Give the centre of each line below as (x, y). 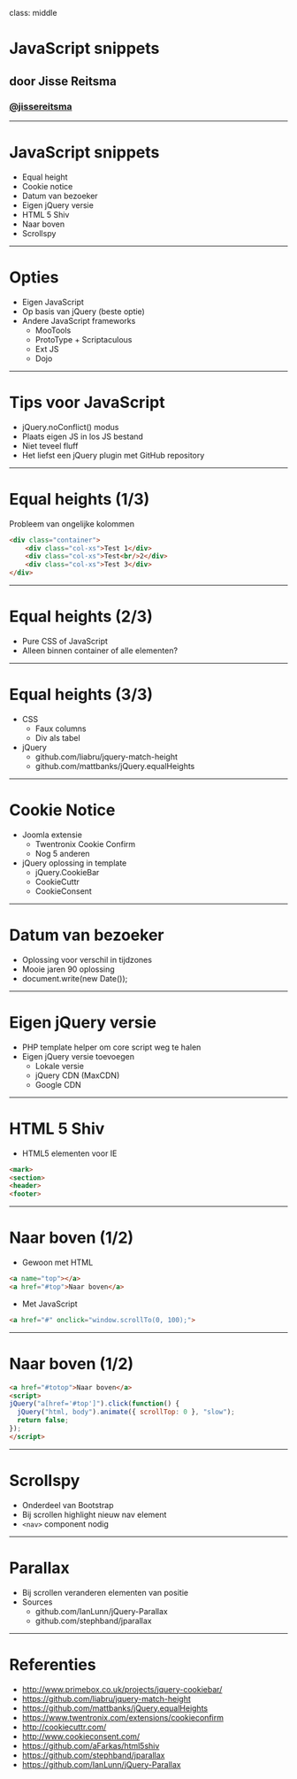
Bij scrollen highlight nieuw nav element (94, 1514)
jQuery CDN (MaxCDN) (77, 1075)
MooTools (53, 330)
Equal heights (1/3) (80, 499)
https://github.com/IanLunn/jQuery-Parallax (101, 1764)
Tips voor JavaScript (87, 402)
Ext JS (47, 349)
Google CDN (58, 1084)
